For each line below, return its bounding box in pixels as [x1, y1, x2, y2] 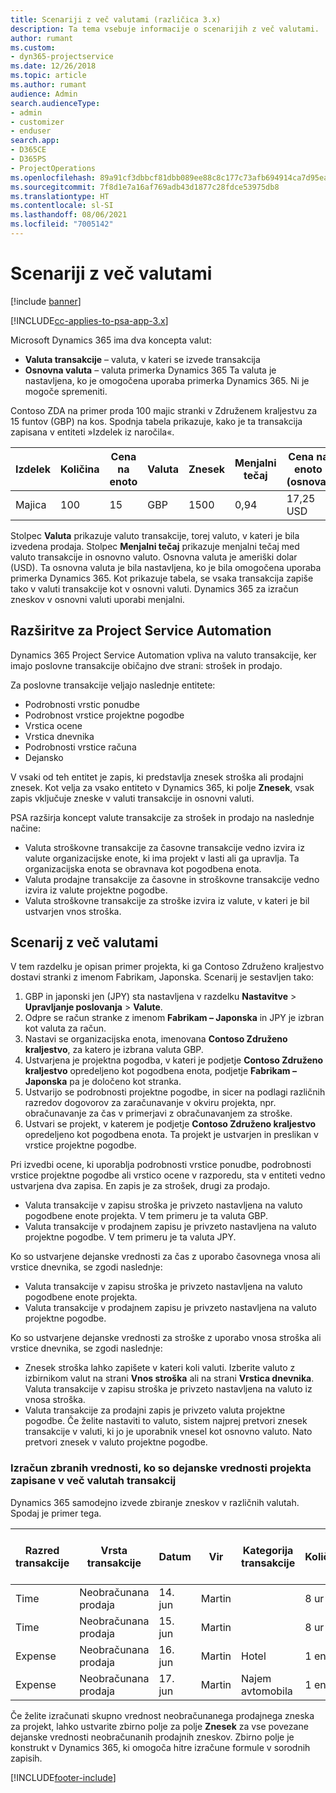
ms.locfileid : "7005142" [10, 219, 114, 230]
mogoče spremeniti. [24, 385, 108, 397]
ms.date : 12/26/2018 [10, 61, 97, 71]
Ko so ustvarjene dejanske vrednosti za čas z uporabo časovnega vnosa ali [10, 1251, 321, 1263]
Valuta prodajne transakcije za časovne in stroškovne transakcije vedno [24, 873, 320, 885]
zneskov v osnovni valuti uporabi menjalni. [10, 593, 185, 605]
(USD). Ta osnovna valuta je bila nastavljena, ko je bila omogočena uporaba [10, 561, 322, 573]
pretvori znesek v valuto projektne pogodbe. [24, 1436, 208, 1448]
